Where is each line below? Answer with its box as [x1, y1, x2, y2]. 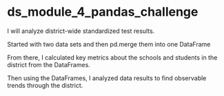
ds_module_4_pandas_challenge [7, 4, 198, 20]
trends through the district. [7, 81, 83, 89]
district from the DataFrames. [7, 60, 91, 69]
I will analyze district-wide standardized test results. [7, 27, 155, 35]
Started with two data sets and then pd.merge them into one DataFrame [7, 40, 211, 48]
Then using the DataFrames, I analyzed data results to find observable [7, 73, 207, 82]
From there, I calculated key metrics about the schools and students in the [7, 53, 218, 62]
